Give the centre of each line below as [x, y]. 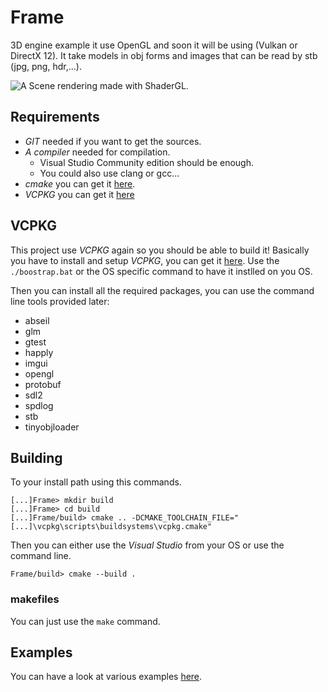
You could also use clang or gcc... [109, 173]
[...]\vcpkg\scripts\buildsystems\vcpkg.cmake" [111, 527]
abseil [37, 320]
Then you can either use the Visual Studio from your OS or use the [147, 545]
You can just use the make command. [85, 621]
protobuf [43, 384]
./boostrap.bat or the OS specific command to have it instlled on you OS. [161, 271]
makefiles [35, 599]
